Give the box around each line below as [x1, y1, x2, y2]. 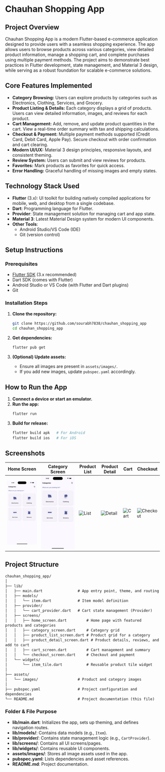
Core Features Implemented [5, 82, 92, 90]
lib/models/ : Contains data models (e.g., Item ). [12, 730, 108, 736]
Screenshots [5, 449, 45, 457]
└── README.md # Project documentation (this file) [5, 697, 155, 702]
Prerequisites [5, 260, 38, 267]
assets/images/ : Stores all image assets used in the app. [12, 750, 128, 756]
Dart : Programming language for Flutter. [12, 205, 93, 211]
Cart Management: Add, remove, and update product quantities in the [12, 120, 155, 126]
